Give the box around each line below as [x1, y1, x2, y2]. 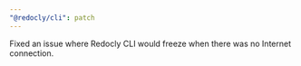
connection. [9, 47, 54, 59]
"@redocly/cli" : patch [9, 13, 95, 23]
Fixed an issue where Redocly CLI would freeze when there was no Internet [9, 38, 292, 49]
